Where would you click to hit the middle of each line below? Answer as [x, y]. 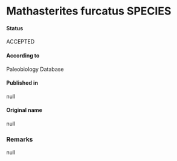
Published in [22, 83]
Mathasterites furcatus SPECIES [89, 11]
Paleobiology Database [35, 69]
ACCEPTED [21, 42]
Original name [24, 110]
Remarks [20, 139]
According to [23, 55]
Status [15, 28]
